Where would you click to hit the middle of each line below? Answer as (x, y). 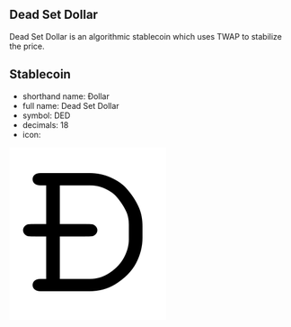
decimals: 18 (45, 124)
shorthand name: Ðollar (66, 96)
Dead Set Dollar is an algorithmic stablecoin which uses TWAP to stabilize (146, 36)
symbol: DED (46, 115)
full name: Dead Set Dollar (71, 105)
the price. (27, 46)
